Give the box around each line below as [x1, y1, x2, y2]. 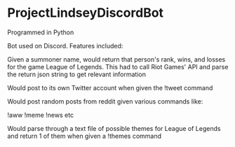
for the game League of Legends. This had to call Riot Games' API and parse [7, 62, 229, 71]
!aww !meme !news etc [7, 111, 74, 119]
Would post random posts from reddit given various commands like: [7, 97, 203, 106]
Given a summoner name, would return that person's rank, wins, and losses [7, 55, 226, 64]
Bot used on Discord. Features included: [7, 41, 123, 50]
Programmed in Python [7, 28, 74, 36]
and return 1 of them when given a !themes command [7, 132, 162, 140]
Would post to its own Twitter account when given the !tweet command [7, 83, 213, 92]
